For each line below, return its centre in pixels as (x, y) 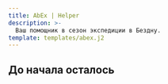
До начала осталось (61, 69)
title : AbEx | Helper (44, 15)
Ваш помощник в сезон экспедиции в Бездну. (88, 30)
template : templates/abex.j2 (56, 38)
